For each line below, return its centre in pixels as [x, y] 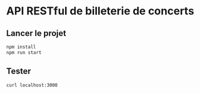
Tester [19, 71]
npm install [21, 47]
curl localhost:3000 [32, 85]
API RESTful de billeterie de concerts [100, 11]
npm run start [24, 52]
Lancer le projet [36, 33]
